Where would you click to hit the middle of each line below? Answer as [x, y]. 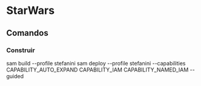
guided [15, 76]
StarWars [31, 11]
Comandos [27, 33]
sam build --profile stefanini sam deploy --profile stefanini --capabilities [96, 63]
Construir [21, 50]
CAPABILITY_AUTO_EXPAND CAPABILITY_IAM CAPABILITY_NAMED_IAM [97, 70]
